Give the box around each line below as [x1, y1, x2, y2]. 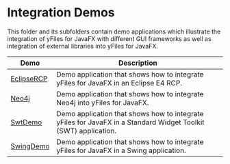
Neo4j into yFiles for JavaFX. [55, 98, 149, 107]
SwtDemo [10, 118, 42, 127]
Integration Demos [7, 5, 115, 20]
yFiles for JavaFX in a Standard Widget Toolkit [55, 118, 205, 127]
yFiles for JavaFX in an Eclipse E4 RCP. [55, 78, 183, 87]
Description [118, 58, 157, 68]
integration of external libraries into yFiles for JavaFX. [7, 42, 159, 50]
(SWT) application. [55, 126, 117, 135]
